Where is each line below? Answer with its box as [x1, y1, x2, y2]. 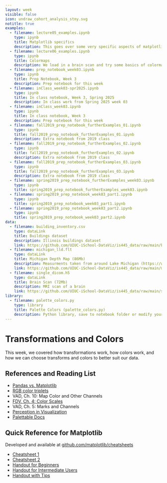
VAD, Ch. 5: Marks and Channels [12, 404, 80, 410]
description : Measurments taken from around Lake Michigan [14, 261, 139, 266]
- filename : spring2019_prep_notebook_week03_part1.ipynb [9, 192, 133, 197]
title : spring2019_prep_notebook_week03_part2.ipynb [14, 215, 126, 220]
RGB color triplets [12, 388, 49, 394]
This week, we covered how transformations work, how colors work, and [5, 349, 154, 355]
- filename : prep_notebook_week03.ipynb [9, 68, 94, 72]
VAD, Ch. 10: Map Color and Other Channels [12, 393, 103, 399]
